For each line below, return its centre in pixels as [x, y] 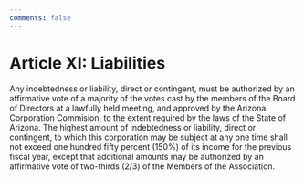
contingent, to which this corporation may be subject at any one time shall [148, 137]
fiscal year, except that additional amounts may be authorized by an [137, 156]
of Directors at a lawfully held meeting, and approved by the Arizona [138, 108]
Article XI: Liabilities [88, 63]
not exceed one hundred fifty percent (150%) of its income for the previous [151, 146]
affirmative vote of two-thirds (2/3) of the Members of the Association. [142, 166]
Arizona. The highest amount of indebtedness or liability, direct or [133, 127]
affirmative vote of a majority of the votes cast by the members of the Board [152, 98]
